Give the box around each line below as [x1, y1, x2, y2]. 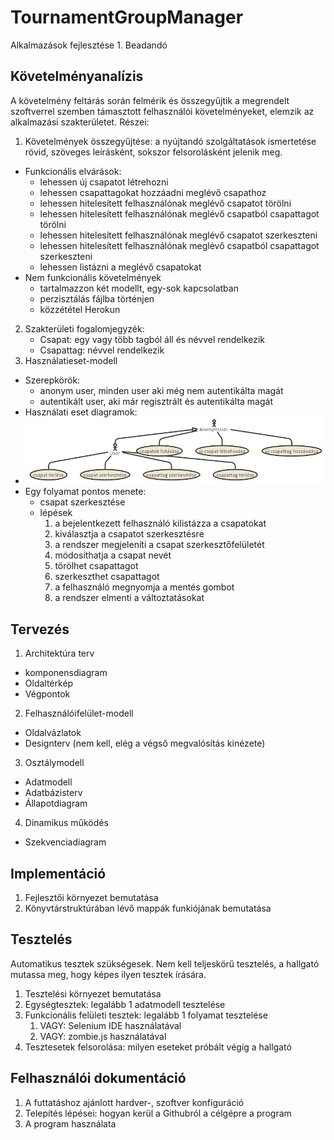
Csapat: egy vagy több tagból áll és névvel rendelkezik [39, 333, 266, 345]
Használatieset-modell [24, 354, 118, 366]
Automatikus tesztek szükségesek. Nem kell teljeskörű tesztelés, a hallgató [10, 957, 320, 970]
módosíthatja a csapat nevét [54, 549, 172, 561]
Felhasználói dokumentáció [10, 1070, 187, 1087]
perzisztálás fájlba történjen [39, 292, 155, 305]
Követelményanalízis [10, 68, 144, 85]
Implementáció [10, 865, 107, 882]
